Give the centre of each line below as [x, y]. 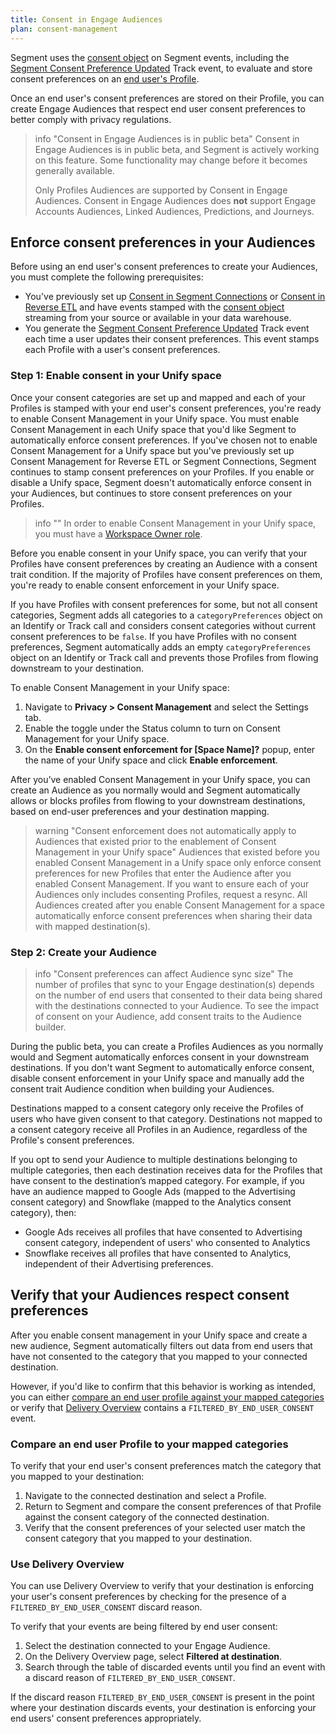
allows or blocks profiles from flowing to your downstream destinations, [158, 800]
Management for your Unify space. [97, 738]
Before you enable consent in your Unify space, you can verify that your [159, 553]
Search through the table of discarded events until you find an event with [175, 1667]
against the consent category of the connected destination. [147, 1517]
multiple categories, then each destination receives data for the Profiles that [166, 1170]
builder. [50, 1027]
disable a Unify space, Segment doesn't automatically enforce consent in [161, 482]
